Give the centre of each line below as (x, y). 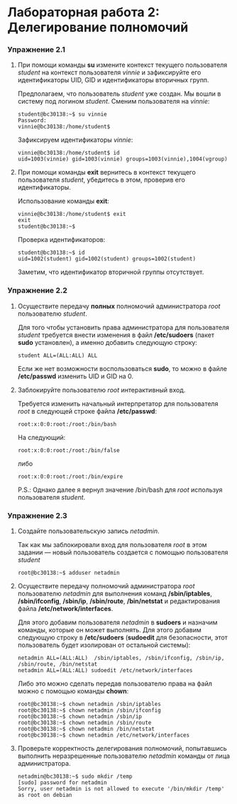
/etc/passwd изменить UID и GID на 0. (75, 376)
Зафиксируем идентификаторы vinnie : (75, 140)
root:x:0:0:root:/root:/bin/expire (70, 476)
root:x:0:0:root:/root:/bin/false (68, 450)
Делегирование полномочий (98, 27)
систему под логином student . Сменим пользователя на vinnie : (114, 101)
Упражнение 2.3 (37, 515)
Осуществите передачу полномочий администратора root (106, 586)
